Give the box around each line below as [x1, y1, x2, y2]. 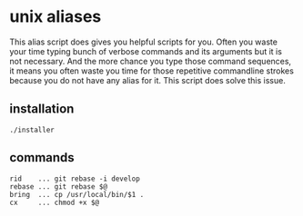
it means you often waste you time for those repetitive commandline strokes [9, 65, 294, 76]
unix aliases [9, 6, 102, 27]
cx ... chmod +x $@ [9, 198, 100, 207]
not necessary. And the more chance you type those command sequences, [9, 55, 292, 66]
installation [9, 102, 75, 117]
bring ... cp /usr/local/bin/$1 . [9, 190, 145, 199]
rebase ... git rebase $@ [9, 182, 107, 191]
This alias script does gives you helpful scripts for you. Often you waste [9, 36, 278, 47]
